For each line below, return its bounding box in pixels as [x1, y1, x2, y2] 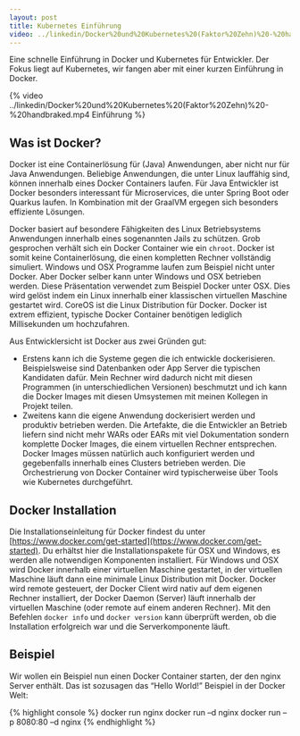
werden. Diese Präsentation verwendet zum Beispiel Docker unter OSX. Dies [9, 280, 291, 291]
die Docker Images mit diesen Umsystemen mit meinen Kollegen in [21, 391, 269, 402]
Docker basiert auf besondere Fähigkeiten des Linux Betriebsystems [9, 224, 262, 235]
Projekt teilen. [21, 401, 73, 412]
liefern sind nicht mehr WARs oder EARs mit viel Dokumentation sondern [21, 430, 289, 440]
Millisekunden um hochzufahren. [9, 319, 129, 330]
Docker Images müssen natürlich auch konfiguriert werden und [21, 448, 255, 459]
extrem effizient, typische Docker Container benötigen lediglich [9, 309, 243, 320]
